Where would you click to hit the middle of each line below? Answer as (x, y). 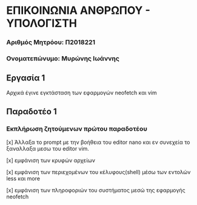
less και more (23, 178)
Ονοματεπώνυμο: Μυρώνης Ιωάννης (63, 59)
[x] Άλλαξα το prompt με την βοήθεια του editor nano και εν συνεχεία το (98, 142)
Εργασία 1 (26, 78)
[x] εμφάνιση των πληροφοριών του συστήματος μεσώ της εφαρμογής (96, 190)
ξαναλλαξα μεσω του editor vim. (48, 148)
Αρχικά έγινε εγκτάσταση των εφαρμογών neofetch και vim (82, 93)
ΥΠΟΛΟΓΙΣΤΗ (42, 23)
